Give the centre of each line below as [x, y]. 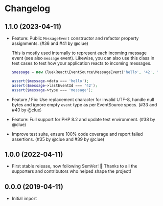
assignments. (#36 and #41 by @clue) [50, 43]
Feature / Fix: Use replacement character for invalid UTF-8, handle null [83, 99]
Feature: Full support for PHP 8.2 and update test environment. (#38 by [83, 119]
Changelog [27, 9]
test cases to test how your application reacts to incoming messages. [81, 63]
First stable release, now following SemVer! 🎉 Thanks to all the [74, 166]
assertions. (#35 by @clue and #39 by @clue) [58, 139]
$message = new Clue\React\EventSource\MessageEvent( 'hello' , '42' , [83, 72]
